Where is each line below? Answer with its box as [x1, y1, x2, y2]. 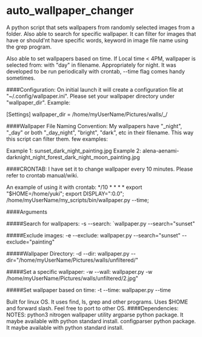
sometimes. [6, 74, 36, 81]
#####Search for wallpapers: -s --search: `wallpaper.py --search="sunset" [6, 220, 195, 227]
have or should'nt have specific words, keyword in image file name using [6, 36, 189, 44]
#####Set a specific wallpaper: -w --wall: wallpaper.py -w [6, 268, 153, 275]
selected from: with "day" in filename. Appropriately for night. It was [6, 61, 177, 69]
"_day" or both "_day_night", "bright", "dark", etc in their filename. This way [6, 129, 194, 136]
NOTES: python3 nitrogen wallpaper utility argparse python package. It [6, 311, 184, 318]
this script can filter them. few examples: [6, 135, 108, 143]
